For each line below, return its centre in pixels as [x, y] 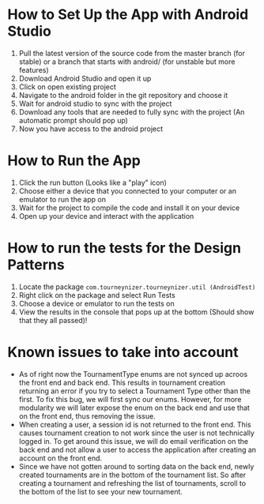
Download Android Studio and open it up [85, 78]
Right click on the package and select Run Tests [97, 295]
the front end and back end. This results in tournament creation [122, 382]
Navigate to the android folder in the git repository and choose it [123, 95]
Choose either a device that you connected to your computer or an [127, 190]
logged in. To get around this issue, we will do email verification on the [134, 441]
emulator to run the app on [62, 199]
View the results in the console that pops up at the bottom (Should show [136, 312]
